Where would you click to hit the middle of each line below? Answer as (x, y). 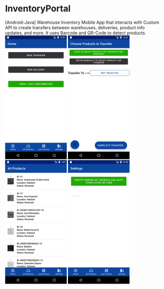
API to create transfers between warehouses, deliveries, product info (75, 27)
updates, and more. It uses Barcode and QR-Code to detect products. (76, 33)
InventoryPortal (38, 9)
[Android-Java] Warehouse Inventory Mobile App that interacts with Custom (82, 22)
